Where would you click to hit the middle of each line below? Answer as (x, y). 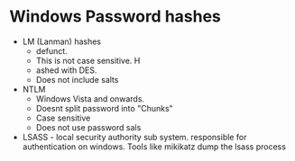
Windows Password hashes (115, 17)
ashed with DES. (66, 70)
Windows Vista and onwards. (90, 98)
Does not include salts (77, 79)
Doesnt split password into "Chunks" (104, 108)
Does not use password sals (88, 127)
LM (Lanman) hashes (62, 41)
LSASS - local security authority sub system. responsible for (134, 137)
